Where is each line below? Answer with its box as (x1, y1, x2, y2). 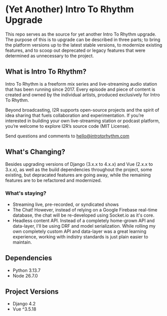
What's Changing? (5, 148, 66, 156)
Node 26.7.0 (12, 272, 38, 278)
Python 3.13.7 (12, 267, 41, 273)
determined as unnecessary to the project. (5, 52, 94, 59)
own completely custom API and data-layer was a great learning (12, 228, 147, 234)
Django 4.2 (12, 301, 36, 307)
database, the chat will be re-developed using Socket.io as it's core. (12, 212, 154, 218)
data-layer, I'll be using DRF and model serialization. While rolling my (12, 223, 156, 229)
